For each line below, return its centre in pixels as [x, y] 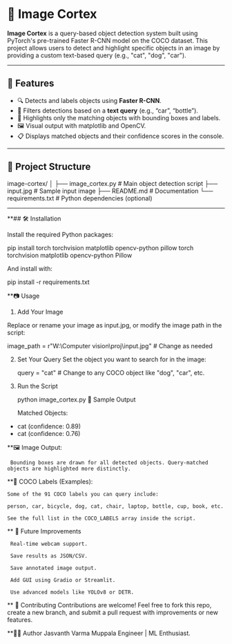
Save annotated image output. [54, 568]
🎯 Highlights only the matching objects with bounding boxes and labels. [119, 117]
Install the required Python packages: [60, 234]
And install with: [30, 268]
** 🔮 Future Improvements [44, 531]
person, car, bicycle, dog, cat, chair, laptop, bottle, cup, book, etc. [116, 506]
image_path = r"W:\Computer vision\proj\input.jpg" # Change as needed [110, 345]
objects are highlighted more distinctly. [69, 468]
